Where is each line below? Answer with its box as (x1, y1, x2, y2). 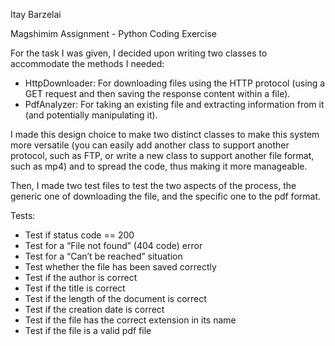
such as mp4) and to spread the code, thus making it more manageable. (10, 160, 308, 172)
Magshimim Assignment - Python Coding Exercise (10, 28, 218, 39)
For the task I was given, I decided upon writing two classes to (10, 47, 268, 59)
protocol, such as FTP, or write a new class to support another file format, (10, 150, 315, 161)
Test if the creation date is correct (24, 304, 165, 315)
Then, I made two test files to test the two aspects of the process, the (10, 180, 297, 191)
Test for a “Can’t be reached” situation (24, 250, 183, 262)
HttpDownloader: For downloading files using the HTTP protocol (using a (24, 77, 326, 89)
